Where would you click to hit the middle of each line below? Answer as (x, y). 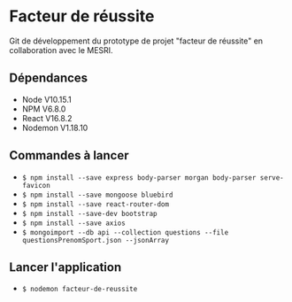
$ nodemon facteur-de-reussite (80, 290)
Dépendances (49, 78)
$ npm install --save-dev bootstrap (89, 213)
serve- (272, 178)
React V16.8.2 (47, 118)
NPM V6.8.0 (44, 109)
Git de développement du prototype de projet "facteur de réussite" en (136, 41)
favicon (36, 185)
